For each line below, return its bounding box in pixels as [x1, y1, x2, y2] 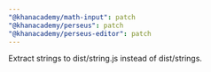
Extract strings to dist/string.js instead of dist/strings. [8, 54, 203, 64]
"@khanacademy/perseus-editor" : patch [8, 29, 152, 38]
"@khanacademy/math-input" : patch [8, 12, 137, 22]
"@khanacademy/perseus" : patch [8, 21, 124, 30]
